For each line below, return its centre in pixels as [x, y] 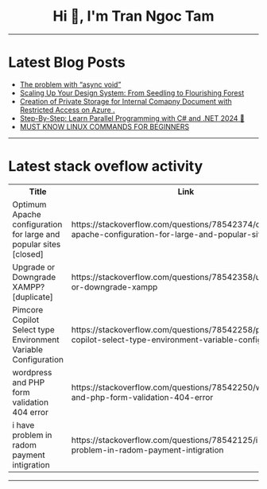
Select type [34, 329]
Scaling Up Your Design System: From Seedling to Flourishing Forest [132, 93]
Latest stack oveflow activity [106, 167]
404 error [31, 412]
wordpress [32, 372]
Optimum [29, 204]
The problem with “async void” [70, 84]
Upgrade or [34, 267]
